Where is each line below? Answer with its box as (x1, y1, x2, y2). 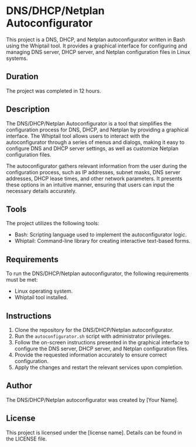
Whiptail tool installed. (14, 294, 68, 301)
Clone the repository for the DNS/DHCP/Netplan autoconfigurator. (14, 327, 174, 333)
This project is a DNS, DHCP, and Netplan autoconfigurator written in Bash (6, 36, 185, 43)
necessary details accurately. (6, 187, 77, 194)
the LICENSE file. (6, 435, 47, 442)
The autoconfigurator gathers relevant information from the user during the (6, 162, 187, 170)
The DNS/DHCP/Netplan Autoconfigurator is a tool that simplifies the (6, 120, 171, 127)
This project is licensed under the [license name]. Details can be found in (6, 429, 183, 436)
